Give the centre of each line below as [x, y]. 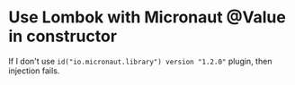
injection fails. [34, 71]
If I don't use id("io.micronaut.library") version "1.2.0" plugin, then [140, 61]
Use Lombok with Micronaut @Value [147, 17]
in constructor [63, 36]
